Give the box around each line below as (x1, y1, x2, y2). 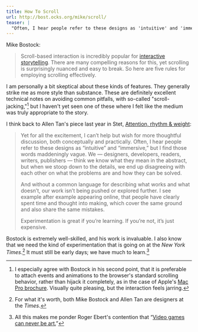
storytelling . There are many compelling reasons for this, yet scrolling (20, 59, 189, 66)
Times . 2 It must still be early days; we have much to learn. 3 (6, 247, 150, 255)
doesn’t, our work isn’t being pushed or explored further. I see (20, 187, 171, 194)
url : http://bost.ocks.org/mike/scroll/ (6, 14, 107, 20)
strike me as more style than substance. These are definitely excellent (6, 89, 176, 96)
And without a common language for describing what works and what (20, 180, 190, 188)
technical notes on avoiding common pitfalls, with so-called (6, 96, 150, 103)
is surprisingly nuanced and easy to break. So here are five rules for (20, 65, 186, 73)
